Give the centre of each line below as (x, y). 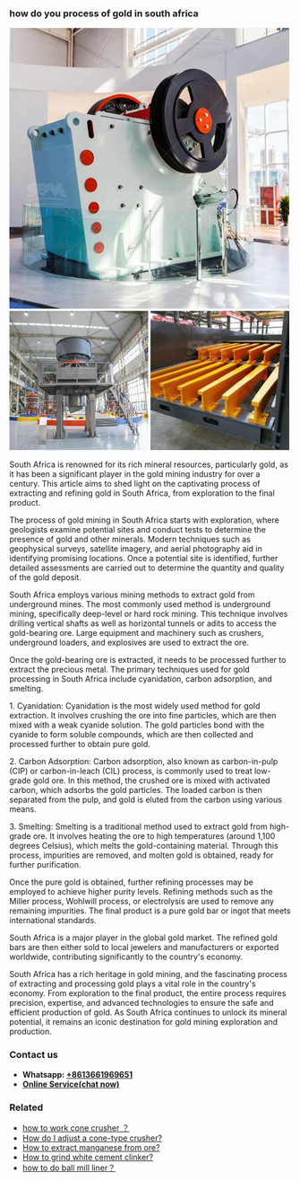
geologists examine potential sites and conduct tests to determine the (138, 530)
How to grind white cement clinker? (88, 1157)
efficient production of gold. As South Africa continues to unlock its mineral (148, 1012)
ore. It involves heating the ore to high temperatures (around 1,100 (154, 836)
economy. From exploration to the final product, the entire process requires (148, 993)
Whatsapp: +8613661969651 (77, 1074)
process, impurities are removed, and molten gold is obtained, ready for (141, 855)
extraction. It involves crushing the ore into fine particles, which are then (143, 716)
